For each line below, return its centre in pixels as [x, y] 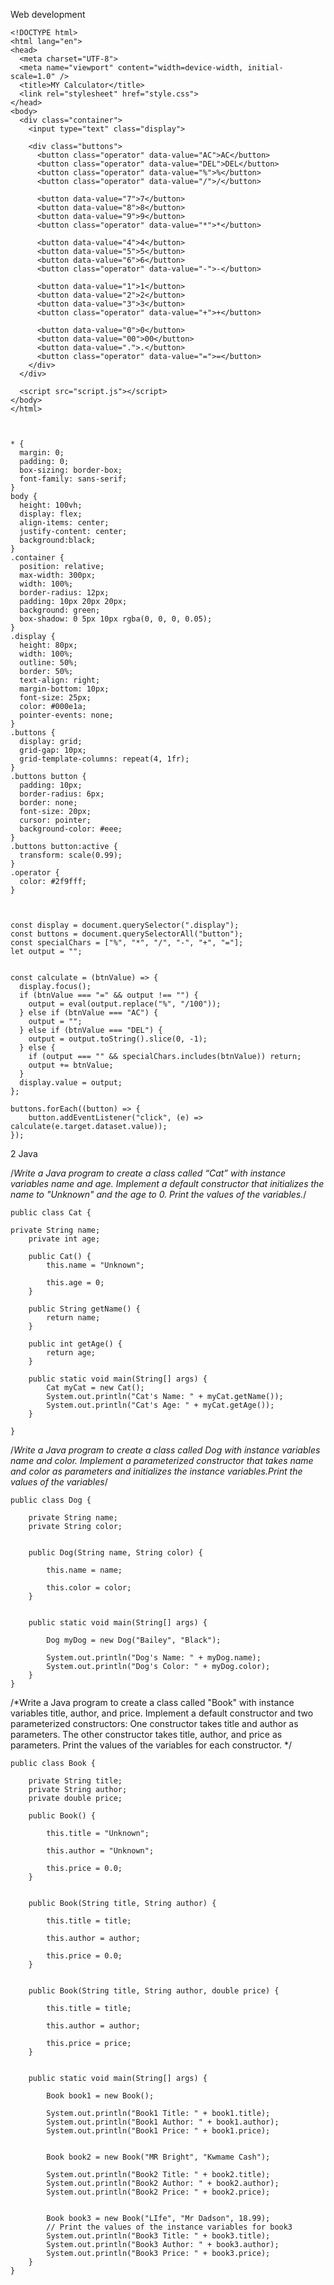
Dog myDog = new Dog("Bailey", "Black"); [134, 1640]
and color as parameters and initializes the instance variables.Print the [156, 1471]
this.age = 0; [75, 1283]
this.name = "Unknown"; [95, 1265]
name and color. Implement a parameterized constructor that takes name [162, 1460]
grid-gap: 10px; [53, 750]
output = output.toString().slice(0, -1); [118, 1039]
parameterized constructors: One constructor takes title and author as [154, 1723]
